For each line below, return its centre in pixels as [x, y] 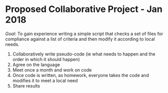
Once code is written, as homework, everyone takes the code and [81, 75]
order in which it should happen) [46, 59]
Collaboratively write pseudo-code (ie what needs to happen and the [84, 54]
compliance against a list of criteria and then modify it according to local [80, 39]
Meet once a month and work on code [52, 70]
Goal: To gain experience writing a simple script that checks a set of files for [84, 33]
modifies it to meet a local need [45, 80]
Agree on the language [36, 64]
